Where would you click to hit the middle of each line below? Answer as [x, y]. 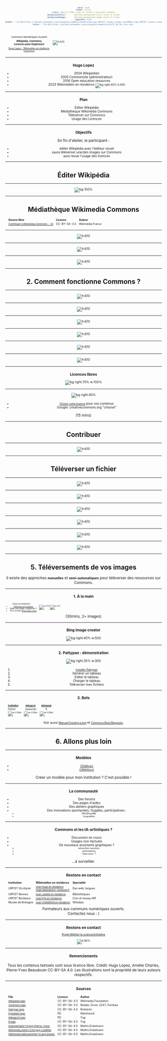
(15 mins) [83, 415]
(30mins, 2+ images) [83, 616]
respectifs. [83, 975]
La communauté [83, 791]
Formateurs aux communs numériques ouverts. [83, 909]
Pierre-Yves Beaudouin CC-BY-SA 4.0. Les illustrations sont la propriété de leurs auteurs [83, 970]
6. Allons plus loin [83, 742]
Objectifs [83, 132]
